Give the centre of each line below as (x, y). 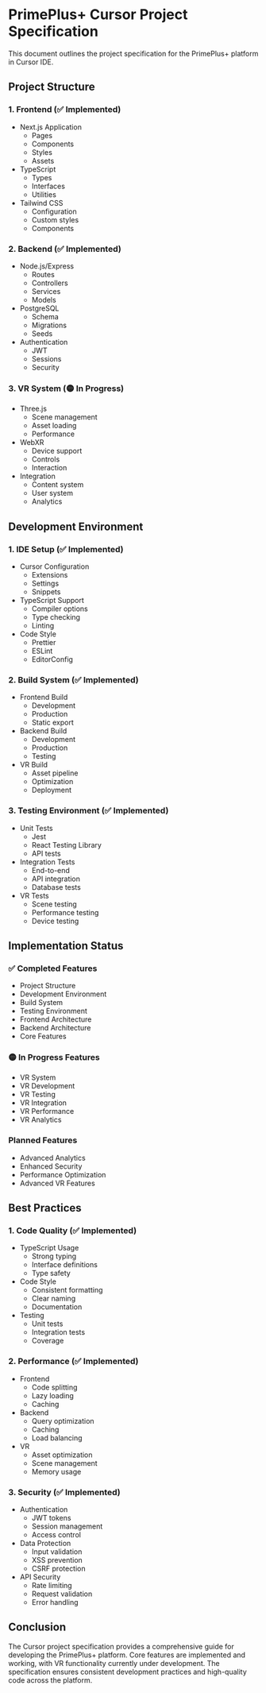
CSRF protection (58, 1569)
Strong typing (54, 1256)
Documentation (57, 1307)
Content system (58, 485)
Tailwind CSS (41, 203)
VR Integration (43, 1103)
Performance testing (65, 912)
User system (52, 493)
